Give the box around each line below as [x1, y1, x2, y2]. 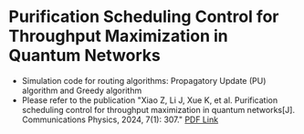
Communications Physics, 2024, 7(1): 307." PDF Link [21, 114, 219, 125]
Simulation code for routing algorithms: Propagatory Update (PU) [21, 75, 267, 86]
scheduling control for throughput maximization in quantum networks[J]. [21, 104, 296, 115]
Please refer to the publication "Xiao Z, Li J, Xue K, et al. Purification [21, 94, 278, 106]
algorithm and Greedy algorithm [21, 85, 142, 96]
